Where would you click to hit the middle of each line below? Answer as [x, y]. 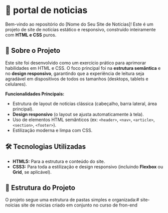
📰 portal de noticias [46, 10]
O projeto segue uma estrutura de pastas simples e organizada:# [72, 200]
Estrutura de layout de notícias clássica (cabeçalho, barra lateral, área [85, 103]
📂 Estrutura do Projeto [40, 188]
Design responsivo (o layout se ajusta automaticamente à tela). [78, 114]
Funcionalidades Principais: [35, 94]
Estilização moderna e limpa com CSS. [52, 130]
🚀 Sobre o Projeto [33, 50]
